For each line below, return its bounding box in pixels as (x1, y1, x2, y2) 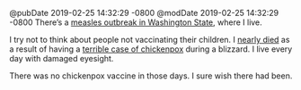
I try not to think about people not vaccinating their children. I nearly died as (9, 35, 290, 45)
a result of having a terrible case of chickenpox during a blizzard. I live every (9, 44, 293, 54)
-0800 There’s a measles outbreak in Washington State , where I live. (9, 17, 262, 28)
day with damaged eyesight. (9, 53, 114, 63)
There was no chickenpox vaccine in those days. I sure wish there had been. (9, 70, 293, 81)
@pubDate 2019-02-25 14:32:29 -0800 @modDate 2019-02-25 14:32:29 (9, 8, 279, 18)
